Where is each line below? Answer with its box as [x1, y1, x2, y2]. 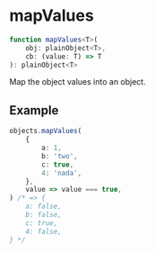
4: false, [25, 227, 63, 236]
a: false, [25, 202, 63, 212]
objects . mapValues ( [9, 127, 82, 136]
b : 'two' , [41, 151, 78, 160]
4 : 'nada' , [41, 168, 82, 177]
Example [9, 103, 59, 118]
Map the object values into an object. [9, 77, 146, 87]
